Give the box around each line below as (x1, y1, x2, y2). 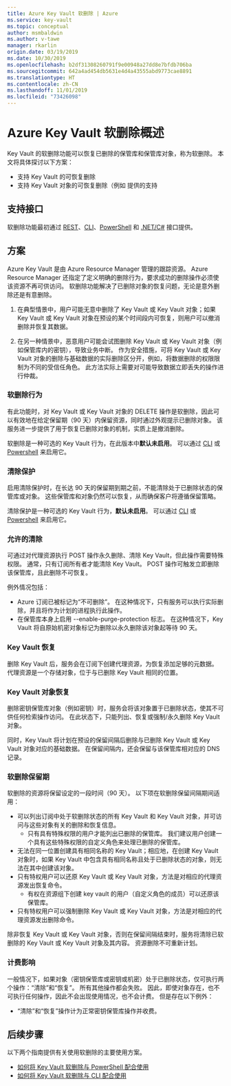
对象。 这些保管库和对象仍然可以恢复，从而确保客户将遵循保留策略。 (25, 492, 220, 500)
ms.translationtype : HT (7, 74, 76, 81)
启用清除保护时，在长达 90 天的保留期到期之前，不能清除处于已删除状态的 (7, 484, 217, 492)
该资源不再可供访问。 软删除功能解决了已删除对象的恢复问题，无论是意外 (7, 282, 214, 290)
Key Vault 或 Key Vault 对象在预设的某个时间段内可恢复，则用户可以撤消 (16, 314, 221, 322)
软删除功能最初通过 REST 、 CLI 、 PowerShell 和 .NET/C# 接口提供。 (7, 223, 197, 231)
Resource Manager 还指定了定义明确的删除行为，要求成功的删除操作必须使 (7, 273, 219, 281)
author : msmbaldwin (7, 29, 63, 37)
